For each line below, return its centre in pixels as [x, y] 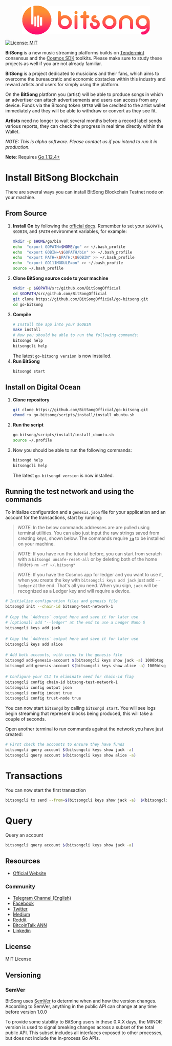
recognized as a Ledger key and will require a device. [74, 591]
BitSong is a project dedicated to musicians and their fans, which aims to [82, 73]
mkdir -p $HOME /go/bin [37, 241]
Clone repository [31, 400]
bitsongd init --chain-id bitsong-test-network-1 [59, 606]
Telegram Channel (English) [42, 898]
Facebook [23, 903]
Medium [21, 914]
